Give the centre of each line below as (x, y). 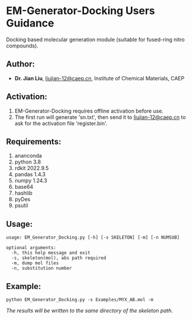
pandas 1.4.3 (30, 175)
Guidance (30, 23)
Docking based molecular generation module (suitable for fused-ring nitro (95, 39)
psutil (21, 206)
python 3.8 (28, 162)
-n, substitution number (42, 268)
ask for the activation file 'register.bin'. (61, 123)
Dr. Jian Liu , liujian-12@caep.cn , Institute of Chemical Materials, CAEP (100, 78)
